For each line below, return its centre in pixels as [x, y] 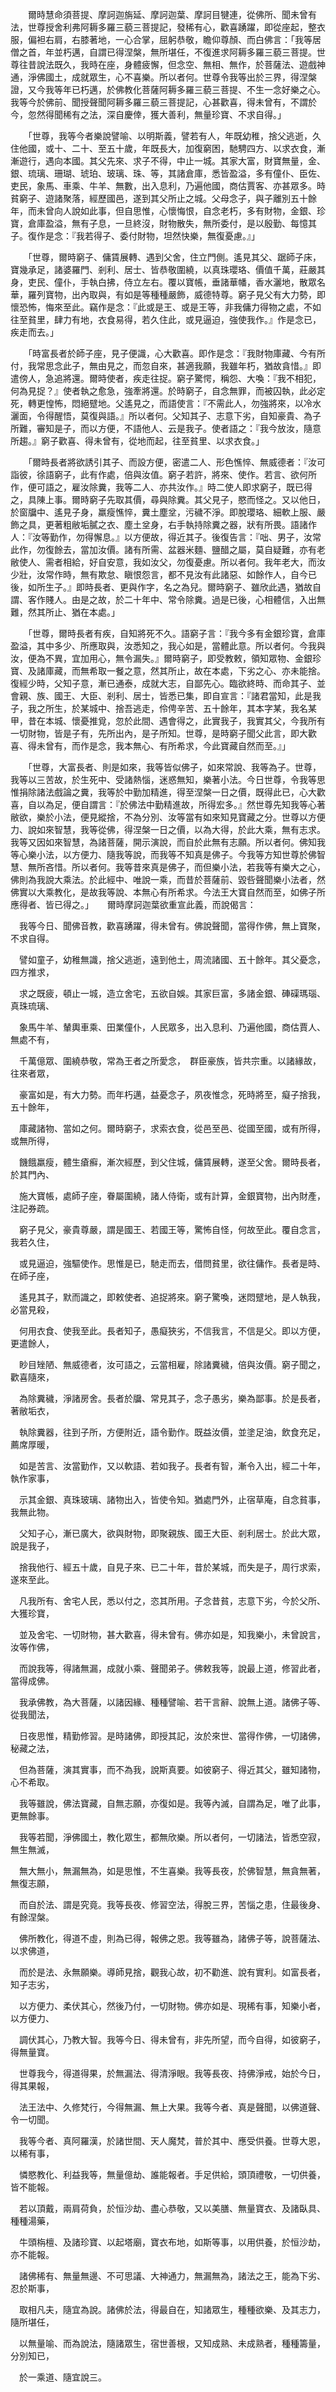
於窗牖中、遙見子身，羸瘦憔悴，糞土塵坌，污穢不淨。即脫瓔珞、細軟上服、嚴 [168, 512]
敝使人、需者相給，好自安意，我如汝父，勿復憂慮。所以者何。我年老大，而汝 [168, 562]
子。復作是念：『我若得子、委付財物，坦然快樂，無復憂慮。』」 [135, 236]
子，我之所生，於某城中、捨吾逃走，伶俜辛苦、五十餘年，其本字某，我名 [159, 708]
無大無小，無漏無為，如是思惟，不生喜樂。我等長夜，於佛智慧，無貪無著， [172, 1871]
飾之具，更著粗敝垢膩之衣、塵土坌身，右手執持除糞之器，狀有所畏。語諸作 [163, 524]
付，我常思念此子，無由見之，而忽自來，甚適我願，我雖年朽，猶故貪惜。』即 [166, 366]
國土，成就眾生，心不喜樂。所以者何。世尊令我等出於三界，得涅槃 [180, 77]
